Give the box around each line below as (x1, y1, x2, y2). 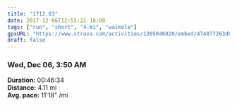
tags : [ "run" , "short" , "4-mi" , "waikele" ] (7, 23, 138, 30)
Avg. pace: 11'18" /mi (7, 91, 68, 100)
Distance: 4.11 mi (7, 83, 57, 92)
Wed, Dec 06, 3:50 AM (7, 60, 87, 70)
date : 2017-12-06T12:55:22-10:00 (7, 17, 106, 24)
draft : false (7, 37, 46, 44)
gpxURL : (7, 30, 30, 37)
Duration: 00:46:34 (7, 76, 65, 85)
